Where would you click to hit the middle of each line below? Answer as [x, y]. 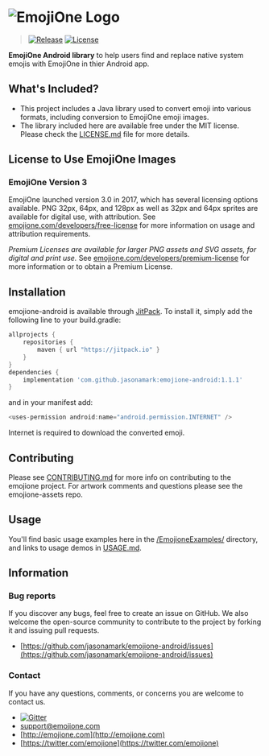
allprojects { [32, 335]
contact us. [27, 701]
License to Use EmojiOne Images [92, 160]
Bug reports [32, 596]
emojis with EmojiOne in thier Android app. [79, 64]
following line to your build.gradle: [65, 320]
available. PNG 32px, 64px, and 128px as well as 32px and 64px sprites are [133, 209]
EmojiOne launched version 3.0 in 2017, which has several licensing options [133, 200]
